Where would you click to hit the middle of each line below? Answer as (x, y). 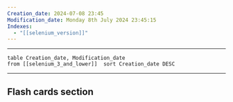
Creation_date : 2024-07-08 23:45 (55, 13)
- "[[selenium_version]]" (51, 33)
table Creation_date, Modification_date (67, 58)
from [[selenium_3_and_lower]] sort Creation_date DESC (91, 64)
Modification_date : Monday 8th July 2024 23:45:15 (82, 20)
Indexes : (20, 26)
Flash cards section (50, 91)
